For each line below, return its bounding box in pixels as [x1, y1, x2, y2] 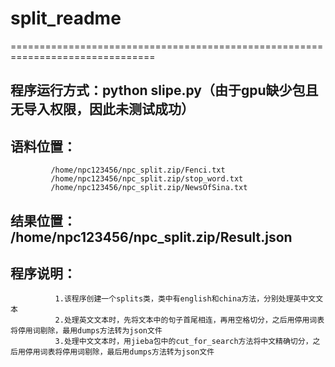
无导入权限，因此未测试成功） [10, 101, 195, 118]
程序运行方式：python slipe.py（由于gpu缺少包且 [10, 82, 319, 99]
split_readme [10, 7, 122, 30]
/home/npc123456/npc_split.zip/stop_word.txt [50, 174, 244, 184]
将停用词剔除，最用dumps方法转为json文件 [10, 326, 163, 336]
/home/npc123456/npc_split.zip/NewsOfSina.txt [50, 183, 248, 193]
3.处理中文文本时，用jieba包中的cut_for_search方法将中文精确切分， [54, 337, 313, 347]
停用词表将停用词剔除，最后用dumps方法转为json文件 [24, 347, 215, 357]
